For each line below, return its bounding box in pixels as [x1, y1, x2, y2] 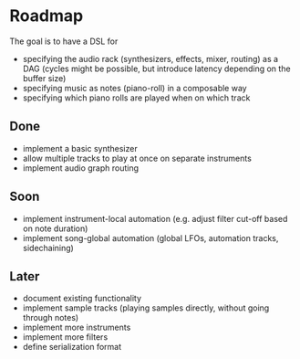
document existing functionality [22, 293, 142, 304]
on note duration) [22, 223, 88, 234]
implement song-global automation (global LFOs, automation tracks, [22, 232, 279, 243]
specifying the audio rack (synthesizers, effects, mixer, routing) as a [22, 53, 279, 64]
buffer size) [22, 72, 67, 83]
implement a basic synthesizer [22, 143, 139, 153]
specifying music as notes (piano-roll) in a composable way [22, 82, 248, 93]
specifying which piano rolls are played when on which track [22, 92, 251, 103]
